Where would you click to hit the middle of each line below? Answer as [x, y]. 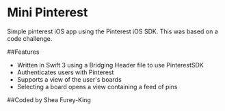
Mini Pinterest [48, 13]
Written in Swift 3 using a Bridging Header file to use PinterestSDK [110, 65]
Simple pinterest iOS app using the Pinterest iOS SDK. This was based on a [112, 31]
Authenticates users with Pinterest [65, 72]
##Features [23, 52]
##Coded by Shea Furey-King [49, 99]
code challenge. [30, 38]
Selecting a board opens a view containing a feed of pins [97, 86]
